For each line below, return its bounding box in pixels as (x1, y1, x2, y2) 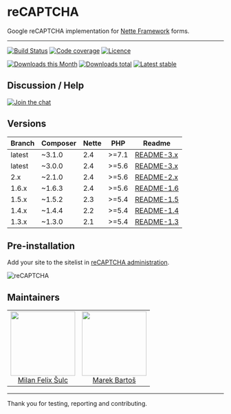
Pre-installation (7, 240, 76, 251)
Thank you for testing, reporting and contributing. (7, 400, 148, 408)
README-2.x (135, 172, 179, 182)
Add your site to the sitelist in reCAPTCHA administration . (7, 258, 170, 266)
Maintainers (7, 291, 60, 303)
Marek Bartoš (92, 376, 136, 385)
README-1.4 (135, 205, 179, 215)
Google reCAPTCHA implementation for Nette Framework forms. (7, 27, 190, 35)
